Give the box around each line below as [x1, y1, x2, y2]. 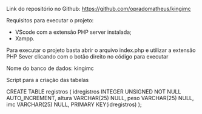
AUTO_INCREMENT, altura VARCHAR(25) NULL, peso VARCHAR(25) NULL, [6, 95, 194, 101]
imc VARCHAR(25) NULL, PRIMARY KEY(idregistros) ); [6, 101, 142, 108]
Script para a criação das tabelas [6, 77, 89, 83]
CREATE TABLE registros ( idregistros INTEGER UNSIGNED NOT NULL [6, 88, 181, 95]
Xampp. [15, 35, 35, 42]
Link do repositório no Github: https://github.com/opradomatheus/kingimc [6, 5, 191, 12]
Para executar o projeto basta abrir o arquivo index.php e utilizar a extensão [6, 46, 196, 54]
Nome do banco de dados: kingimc [6, 65, 94, 72]
